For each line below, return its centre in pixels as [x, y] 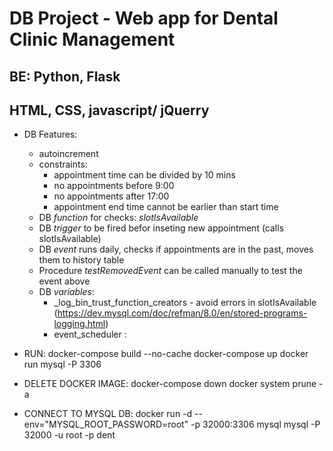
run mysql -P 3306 [62, 364]
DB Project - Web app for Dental [144, 18]
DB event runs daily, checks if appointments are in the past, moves [176, 249]
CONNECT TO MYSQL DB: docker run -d [108, 414]
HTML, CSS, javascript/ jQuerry [109, 110]
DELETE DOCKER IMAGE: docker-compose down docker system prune [170, 384]
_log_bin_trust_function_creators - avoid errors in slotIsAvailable [185, 303]
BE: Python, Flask [65, 76]
